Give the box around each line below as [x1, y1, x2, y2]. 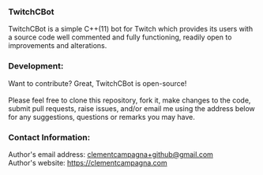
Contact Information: [8, 132, 91, 143]
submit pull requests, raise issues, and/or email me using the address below [8, 103, 255, 113]
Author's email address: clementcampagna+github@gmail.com [8, 149, 213, 159]
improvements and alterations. [8, 41, 107, 50]
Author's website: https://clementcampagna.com [8, 158, 167, 167]
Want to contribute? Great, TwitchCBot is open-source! [8, 78, 187, 88]
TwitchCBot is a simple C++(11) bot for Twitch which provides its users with [8, 24, 254, 34]
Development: [8, 61, 64, 72]
